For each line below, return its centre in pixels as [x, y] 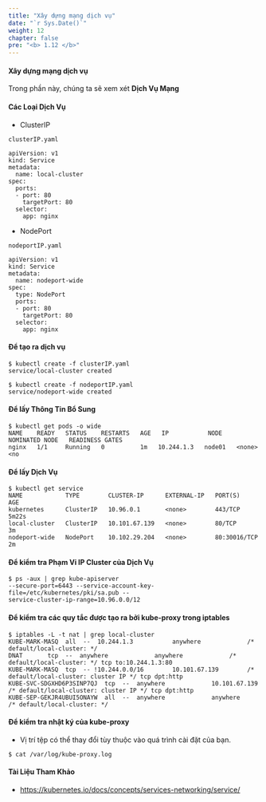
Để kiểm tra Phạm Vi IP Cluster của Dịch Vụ [81, 562]
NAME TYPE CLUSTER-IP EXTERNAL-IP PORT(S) [124, 496]
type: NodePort [41, 294]
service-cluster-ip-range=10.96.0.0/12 [74, 600]
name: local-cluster [49, 174]
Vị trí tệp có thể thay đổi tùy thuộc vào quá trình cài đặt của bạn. [125, 740]
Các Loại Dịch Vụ [37, 107]
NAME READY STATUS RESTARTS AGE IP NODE [115, 433]
